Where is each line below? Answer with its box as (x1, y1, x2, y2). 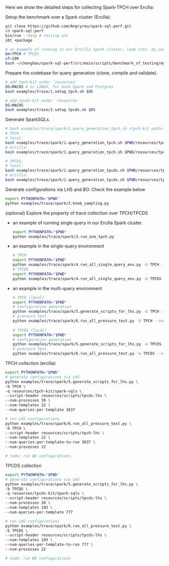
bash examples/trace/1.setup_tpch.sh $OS (5, 89, 94, 94)
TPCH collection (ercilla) (5, 360, 56, 366)
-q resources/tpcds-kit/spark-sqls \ (5, 491, 84, 496)
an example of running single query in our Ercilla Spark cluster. (12, 220, 143, 226)
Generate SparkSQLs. (5, 117, 50, 123)
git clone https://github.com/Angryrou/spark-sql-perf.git (5, 24, 132, 29)
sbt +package (5, 38, 33, 43)
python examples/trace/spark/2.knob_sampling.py (5, 201, 109, 206)
